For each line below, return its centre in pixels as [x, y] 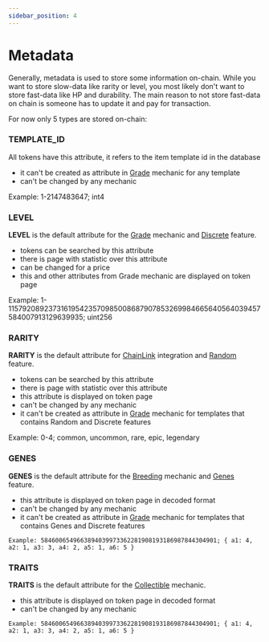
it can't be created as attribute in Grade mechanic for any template [130, 173]
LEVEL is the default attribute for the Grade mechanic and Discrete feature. [132, 235]
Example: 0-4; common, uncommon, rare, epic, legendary [104, 437]
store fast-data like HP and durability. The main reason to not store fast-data [134, 95]
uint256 [100, 317]
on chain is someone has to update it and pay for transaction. [110, 103]
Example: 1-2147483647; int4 [57, 197]
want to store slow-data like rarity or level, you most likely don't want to [126, 86]
